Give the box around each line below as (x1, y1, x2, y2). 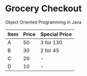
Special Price (40, 30, 72, 37)
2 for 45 (40, 47, 59, 54)
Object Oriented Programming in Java (5, 19, 82, 25)
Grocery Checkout (5, 3, 82, 14)
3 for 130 (40, 39, 62, 46)
